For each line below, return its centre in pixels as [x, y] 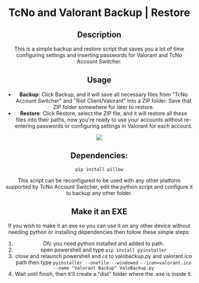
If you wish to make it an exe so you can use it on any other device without [99, 226]
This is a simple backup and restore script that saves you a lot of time [99, 49]
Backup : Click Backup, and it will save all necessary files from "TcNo [104, 94]
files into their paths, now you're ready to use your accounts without [99, 119]
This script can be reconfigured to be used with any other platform [99, 180]
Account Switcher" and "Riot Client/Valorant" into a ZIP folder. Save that [104, 100]
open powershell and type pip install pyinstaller [103, 250]
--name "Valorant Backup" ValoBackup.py [103, 268]
